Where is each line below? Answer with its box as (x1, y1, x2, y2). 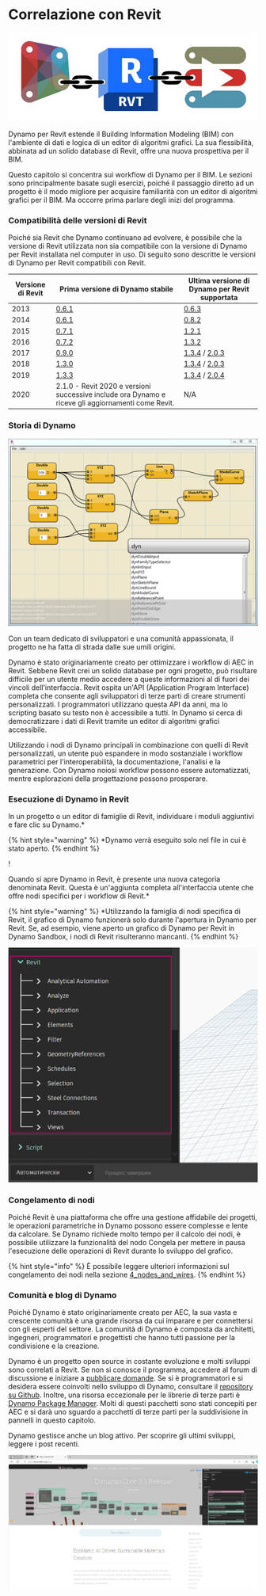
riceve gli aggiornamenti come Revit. (55, 398, 175, 407)
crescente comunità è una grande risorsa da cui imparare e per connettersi (8, 1316, 253, 1326)
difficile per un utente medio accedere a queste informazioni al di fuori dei (8, 674, 249, 684)
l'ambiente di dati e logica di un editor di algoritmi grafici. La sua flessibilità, (8, 138, 254, 147)
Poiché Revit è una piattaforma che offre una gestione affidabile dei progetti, (8, 1212, 257, 1221)
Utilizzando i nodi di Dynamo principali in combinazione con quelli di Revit (8, 740, 249, 749)
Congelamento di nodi (8, 1194, 95, 1206)
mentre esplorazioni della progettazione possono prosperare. (8, 774, 208, 783)
